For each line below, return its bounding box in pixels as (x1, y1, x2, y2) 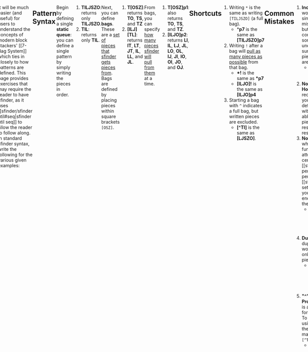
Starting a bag (229, 97, 259, 103)
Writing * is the (229, 5, 261, 10)
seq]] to (5, 119, 23, 125)
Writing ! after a (229, 43, 263, 48)
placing (101, 97, 117, 103)
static (56, 26, 69, 32)
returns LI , (167, 37, 189, 43)
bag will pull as (229, 48, 261, 54)
